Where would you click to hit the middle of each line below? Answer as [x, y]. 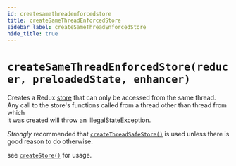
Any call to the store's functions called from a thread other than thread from [117, 105]
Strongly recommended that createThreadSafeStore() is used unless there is [118, 134]
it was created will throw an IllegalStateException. [79, 120]
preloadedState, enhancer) [112, 79]
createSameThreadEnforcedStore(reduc [118, 67]
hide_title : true [33, 34]
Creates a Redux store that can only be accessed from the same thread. [112, 98]
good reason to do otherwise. [50, 141]
